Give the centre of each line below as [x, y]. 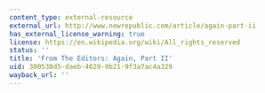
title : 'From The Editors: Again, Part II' [91, 58]
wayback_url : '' [39, 75]
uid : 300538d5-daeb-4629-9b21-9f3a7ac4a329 [91, 67]
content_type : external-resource [71, 17]
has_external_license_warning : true [77, 34]
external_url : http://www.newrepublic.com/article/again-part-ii [132, 26]
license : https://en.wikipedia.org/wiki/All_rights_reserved [125, 42]
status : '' [29, 50]
